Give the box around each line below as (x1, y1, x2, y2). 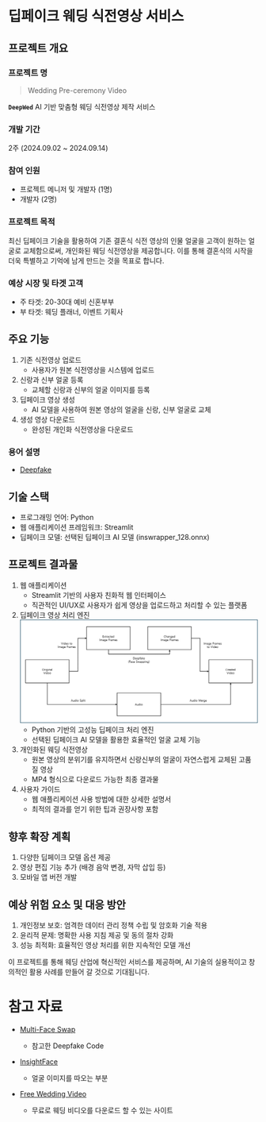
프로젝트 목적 (8, 216, 55, 227)
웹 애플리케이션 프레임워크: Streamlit (19, 522, 134, 532)
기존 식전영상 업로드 (19, 355, 82, 364)
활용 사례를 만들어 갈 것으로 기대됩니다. (28, 967, 150, 977)
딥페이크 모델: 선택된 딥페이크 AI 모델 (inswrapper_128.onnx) (19, 532, 210, 542)
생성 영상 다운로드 (19, 414, 75, 424)
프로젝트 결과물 (8, 557, 78, 572)
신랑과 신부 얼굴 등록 (19, 375, 84, 384)
